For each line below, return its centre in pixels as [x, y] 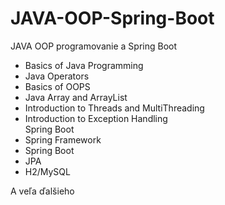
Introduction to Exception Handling [96, 118]
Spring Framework [63, 139]
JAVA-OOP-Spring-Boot [112, 18]
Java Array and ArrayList [76, 97]
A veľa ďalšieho [42, 191]
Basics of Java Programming [84, 65]
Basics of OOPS [57, 86]
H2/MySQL [47, 171]
